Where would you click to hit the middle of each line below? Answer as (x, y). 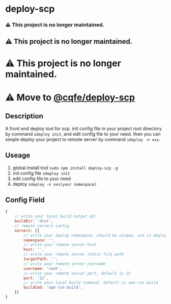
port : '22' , (36, 278)
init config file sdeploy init (41, 173)
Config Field (25, 200)
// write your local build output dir (55, 217)
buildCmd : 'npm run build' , (53, 288)
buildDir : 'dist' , (34, 221)
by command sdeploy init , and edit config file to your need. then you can (83, 134)
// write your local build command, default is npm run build (91, 283)
